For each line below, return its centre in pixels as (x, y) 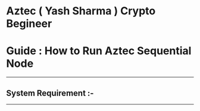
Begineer (29, 24)
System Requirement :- (50, 93)
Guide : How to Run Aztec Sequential (99, 51)
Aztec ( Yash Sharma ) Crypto (81, 11)
